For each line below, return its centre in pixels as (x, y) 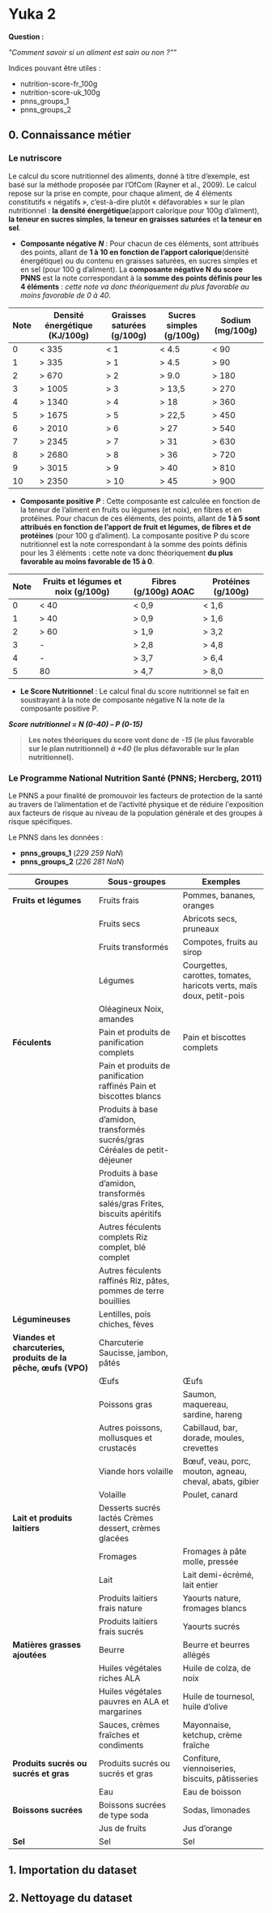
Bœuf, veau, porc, (217, 1461)
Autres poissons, (131, 1427)
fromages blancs (215, 1608)
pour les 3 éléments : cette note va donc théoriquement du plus (126, 552)
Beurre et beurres (216, 1644)
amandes (116, 1019)
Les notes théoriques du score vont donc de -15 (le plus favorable (141, 740)
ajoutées (30, 1654)
